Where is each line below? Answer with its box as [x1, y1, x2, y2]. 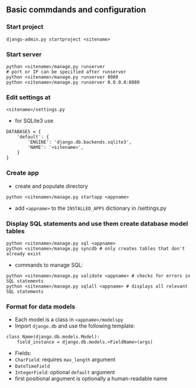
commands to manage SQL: [14, 261, 83, 268]
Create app [6, 169, 39, 177]
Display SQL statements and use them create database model [6, 219, 188, 228]
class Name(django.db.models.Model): [6, 334, 100, 340]
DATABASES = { [6, 129, 42, 135]
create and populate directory [14, 182, 88, 190]
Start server [6, 50, 42, 59]
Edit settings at [6, 93, 51, 101]
